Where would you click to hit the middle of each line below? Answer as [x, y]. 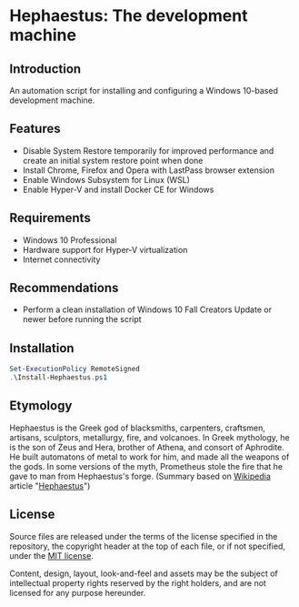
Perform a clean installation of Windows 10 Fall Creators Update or [147, 309]
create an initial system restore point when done [113, 160]
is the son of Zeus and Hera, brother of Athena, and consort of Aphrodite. [147, 447]
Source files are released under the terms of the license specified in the [144, 536]
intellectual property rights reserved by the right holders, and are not [138, 582]
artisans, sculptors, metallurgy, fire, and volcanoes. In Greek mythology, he [149, 437]
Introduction [45, 69]
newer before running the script [82, 319]
